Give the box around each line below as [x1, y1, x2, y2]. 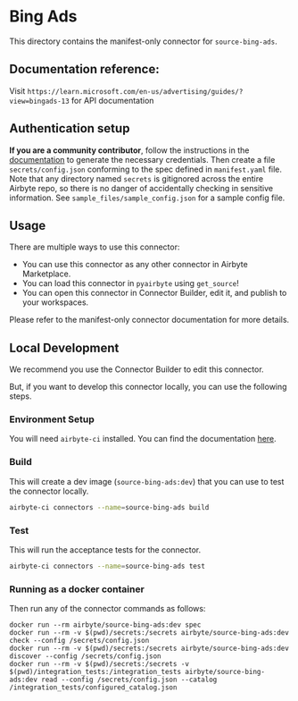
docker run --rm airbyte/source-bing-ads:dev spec [9, 621, 202, 629]
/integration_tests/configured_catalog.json [9, 683, 178, 692]
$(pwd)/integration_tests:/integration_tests [9, 668, 181, 677]
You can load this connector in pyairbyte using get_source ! [21, 278, 239, 289]
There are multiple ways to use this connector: [9, 241, 180, 252]
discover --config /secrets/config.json [9, 652, 162, 661]
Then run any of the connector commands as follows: [9, 604, 206, 614]
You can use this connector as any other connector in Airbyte [21, 259, 248, 270]
